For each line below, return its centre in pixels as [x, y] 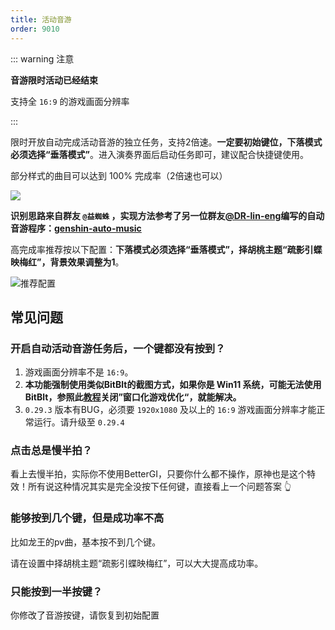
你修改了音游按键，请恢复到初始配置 [85, 615]
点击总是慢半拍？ [51, 451]
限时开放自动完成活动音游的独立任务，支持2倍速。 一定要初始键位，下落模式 [166, 142]
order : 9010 [35, 29]
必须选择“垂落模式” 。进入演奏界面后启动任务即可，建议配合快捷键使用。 [160, 154]
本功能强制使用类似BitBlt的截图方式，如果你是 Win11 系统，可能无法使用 [173, 385]
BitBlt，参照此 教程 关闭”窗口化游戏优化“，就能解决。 [133, 397]
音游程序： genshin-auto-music [76, 228]
